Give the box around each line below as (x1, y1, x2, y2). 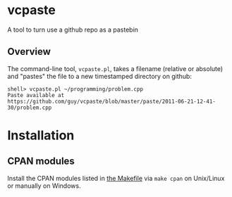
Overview (7, 46, 51, 58)
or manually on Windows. (7, 182, 81, 190)
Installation (7, 127, 75, 143)
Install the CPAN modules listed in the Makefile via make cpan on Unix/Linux (7, 174, 225, 182)
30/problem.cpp (7, 104, 52, 111)
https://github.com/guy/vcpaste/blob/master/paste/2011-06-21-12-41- (7, 98, 216, 105)
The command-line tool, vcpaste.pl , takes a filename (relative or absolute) (7, 64, 224, 72)
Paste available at (7, 91, 65, 99)
